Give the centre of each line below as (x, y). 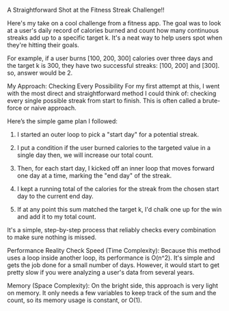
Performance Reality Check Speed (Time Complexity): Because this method (114, 250)
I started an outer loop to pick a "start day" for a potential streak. (108, 134)
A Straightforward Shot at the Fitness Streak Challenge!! (86, 10)
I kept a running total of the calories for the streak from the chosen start (118, 189)
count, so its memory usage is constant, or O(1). (75, 300)
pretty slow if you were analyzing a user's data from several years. (101, 272)
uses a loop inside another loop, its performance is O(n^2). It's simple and (111, 258)
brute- (212, 101)
